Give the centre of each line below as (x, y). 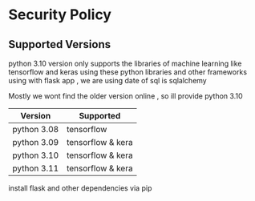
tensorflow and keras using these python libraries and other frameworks (127, 72)
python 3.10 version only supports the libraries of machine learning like (125, 63)
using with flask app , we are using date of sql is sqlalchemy (107, 80)
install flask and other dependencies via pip (80, 188)
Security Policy (60, 15)
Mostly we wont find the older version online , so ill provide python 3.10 (125, 96)
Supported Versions (59, 44)
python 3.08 (36, 129)
